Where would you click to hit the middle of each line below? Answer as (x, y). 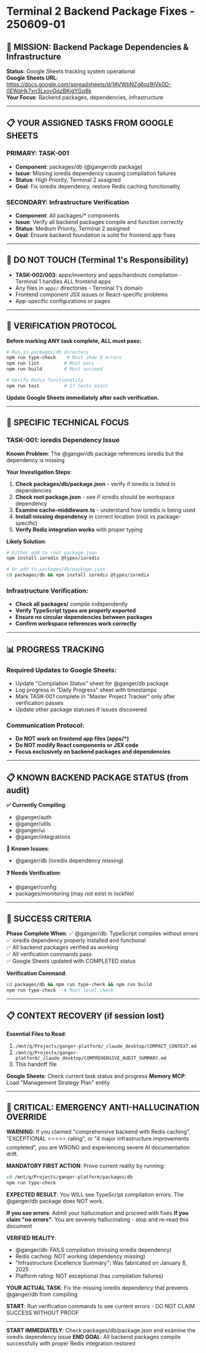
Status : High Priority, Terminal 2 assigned (68, 180)
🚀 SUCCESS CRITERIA (49, 919)
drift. (12, 1154)
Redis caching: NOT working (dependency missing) (80, 1257)
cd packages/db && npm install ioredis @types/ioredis (78, 575)
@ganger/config (36, 887)
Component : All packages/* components (67, 215)
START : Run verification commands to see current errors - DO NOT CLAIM (101, 1306)
